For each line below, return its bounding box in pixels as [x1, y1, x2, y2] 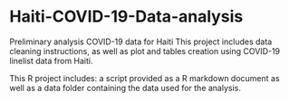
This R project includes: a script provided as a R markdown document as [9, 72, 280, 83]
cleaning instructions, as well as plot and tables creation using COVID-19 [9, 45, 281, 56]
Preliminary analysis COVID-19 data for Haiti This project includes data [9, 36, 273, 47]
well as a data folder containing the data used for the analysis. [9, 82, 242, 93]
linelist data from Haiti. [9, 55, 93, 66]
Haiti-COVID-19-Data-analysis [9, 6, 244, 27]
